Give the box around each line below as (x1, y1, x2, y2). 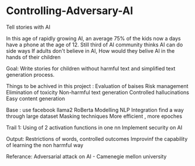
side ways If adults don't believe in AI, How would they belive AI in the (6, 47, 175, 54)
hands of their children (6, 53, 61, 60)
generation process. (6, 71, 54, 78)
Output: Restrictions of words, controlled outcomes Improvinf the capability (6, 135, 188, 142)
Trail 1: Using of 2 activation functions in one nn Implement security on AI (6, 124, 183, 131)
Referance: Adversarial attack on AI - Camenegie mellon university (6, 153, 167, 160)
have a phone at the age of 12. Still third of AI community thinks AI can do (6, 41, 183, 48)
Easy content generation (6, 95, 66, 102)
